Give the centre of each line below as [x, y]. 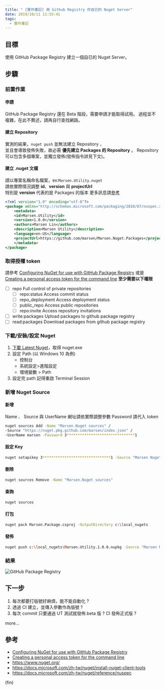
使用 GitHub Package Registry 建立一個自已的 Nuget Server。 [67, 57]
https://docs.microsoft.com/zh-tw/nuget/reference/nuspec [72, 673]
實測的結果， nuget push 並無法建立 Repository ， [55, 144]
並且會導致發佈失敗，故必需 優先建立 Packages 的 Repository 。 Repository [82, 150]
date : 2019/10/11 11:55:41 [33, 14]
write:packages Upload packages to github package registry [73, 316]
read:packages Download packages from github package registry [79, 322]
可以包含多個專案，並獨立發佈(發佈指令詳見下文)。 [56, 156]
